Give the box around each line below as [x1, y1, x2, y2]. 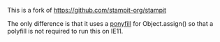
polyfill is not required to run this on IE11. [7, 27, 124, 35]
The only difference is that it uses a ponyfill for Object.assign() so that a [7, 20, 214, 27]
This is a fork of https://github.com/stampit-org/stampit [7, 6, 166, 14]
